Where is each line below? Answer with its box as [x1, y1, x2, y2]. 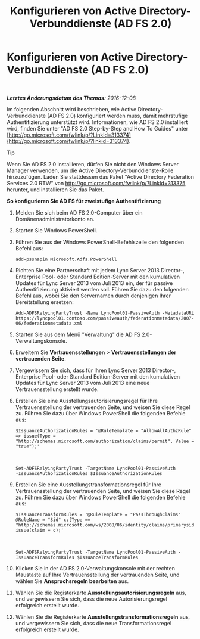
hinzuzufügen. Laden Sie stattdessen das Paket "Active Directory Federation [7, 173, 194, 180]
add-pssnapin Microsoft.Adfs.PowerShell [15, 256, 117, 262]
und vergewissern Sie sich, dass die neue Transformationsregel [15, 619, 172, 626]
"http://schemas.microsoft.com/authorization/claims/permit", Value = [15, 438, 195, 444]
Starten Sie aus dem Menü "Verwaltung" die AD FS [15, 331, 140, 338]
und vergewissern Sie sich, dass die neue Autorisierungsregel [15, 595, 167, 603]
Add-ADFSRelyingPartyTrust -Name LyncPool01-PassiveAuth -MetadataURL [15, 310, 195, 316]
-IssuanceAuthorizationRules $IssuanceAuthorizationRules [15, 470, 162, 476]
